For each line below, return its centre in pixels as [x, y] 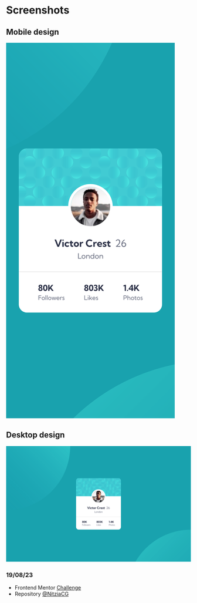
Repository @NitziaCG [42, 594]
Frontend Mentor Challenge [48, 588]
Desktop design [35, 435]
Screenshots [38, 10]
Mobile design [33, 32]
